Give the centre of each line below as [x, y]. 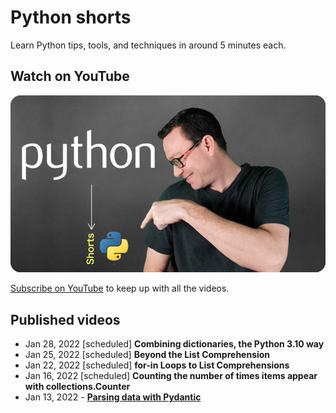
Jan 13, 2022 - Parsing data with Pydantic [113, 397]
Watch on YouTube [70, 76]
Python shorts [71, 17]
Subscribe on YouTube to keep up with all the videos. [120, 288]
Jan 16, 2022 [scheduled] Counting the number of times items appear [171, 376]
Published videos [65, 319]
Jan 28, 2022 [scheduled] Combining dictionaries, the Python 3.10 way [174, 344]
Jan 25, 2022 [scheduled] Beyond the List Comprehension [147, 355]
